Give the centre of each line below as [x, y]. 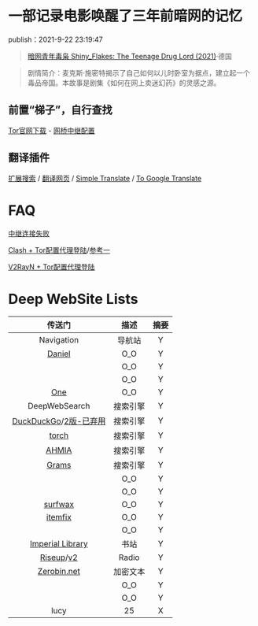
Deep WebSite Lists [73, 299]
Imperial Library [59, 544]
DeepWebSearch [59, 406]
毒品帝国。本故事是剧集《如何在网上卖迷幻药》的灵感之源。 [124, 83]
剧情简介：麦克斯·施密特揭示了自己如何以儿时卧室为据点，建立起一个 [138, 72]
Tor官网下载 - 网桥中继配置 [52, 130]
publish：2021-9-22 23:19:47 [56, 39]
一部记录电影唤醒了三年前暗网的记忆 [125, 16]
